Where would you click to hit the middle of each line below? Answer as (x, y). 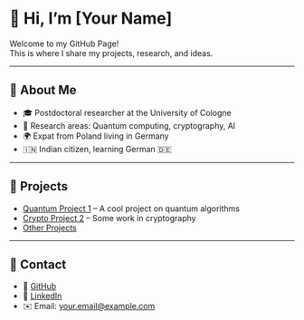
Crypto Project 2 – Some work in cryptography (109, 218)
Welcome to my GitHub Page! (64, 44)
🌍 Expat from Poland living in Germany (95, 136)
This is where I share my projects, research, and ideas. (111, 53)
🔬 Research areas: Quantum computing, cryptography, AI (129, 125)
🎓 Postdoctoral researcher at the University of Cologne (127, 112)
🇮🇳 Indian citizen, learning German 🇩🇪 (97, 149)
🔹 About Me (43, 90)
